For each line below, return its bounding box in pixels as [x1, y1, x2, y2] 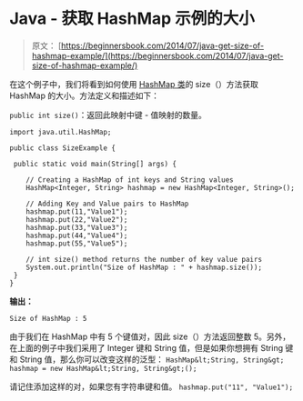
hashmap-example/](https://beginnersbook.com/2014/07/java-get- [31, 50, 284, 61]
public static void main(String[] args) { [13, 159, 177, 168]
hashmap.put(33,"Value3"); [25, 223, 128, 232]
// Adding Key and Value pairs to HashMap [25, 199, 189, 208]
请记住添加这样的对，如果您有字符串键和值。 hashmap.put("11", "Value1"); [9, 381, 294, 392]
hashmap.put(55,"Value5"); [25, 238, 128, 248]
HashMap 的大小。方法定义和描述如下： [9, 90, 159, 101]
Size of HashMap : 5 [9, 314, 88, 323]
